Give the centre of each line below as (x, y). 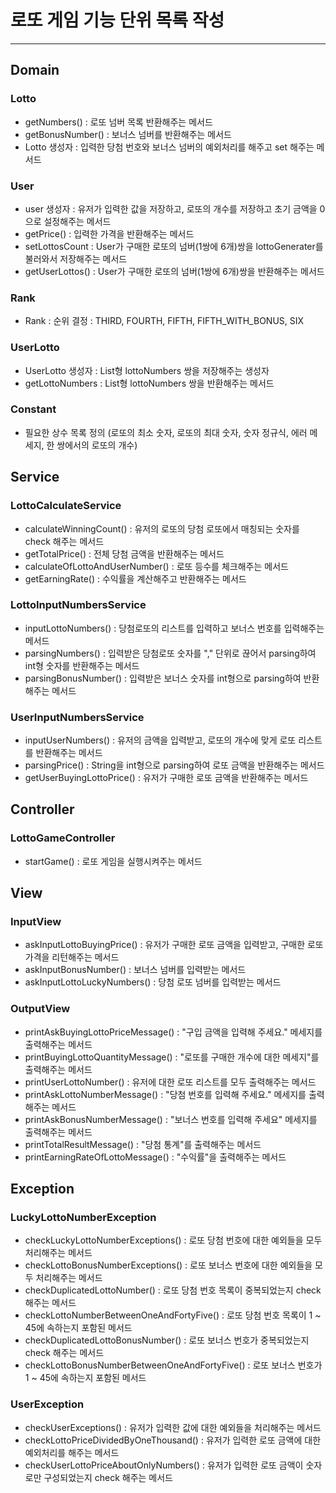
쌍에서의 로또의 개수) (97, 445)
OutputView (40, 1009)
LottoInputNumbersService (78, 605)
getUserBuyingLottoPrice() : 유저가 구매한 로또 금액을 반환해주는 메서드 (166, 778)
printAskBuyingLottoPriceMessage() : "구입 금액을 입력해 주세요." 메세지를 (173, 1032)
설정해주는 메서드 (77, 221)
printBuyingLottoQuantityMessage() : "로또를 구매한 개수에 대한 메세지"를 (172, 1057)
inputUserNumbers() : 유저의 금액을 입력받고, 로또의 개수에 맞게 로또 (160, 740)
